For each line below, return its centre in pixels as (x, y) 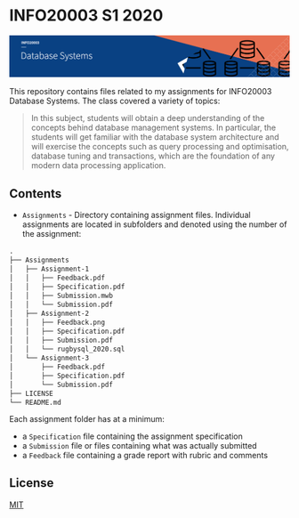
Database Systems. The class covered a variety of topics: (115, 101)
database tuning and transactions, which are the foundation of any (153, 156)
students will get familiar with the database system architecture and (155, 137)
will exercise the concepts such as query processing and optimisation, (160, 147)
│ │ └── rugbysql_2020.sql (67, 349)
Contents (36, 194)
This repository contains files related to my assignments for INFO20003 (141, 92)
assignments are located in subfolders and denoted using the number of (154, 224)
